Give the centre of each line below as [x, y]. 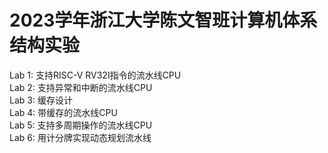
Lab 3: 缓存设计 [41, 100]
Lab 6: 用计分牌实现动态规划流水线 [80, 137]
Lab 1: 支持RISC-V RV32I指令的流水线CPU [95, 75]
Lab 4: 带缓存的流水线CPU [63, 112]
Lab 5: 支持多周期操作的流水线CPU [81, 125]
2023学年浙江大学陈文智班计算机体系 [163, 20]
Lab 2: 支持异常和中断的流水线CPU [81, 87]
